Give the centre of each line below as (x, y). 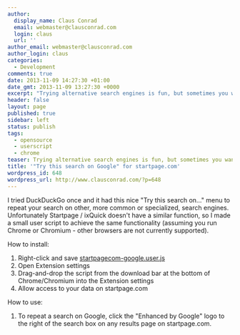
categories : (25, 61)
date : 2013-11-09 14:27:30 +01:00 (59, 80)
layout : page (27, 107)
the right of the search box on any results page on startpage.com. (115, 323)
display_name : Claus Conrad (56, 21)
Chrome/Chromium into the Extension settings (86, 280)
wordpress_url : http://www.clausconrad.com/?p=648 (84, 180)
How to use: (25, 302)
